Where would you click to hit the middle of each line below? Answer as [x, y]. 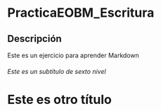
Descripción [34, 39]
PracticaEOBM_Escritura [81, 13]
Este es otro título [60, 99]
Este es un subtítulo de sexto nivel [57, 71]
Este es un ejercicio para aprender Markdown [73, 55]
